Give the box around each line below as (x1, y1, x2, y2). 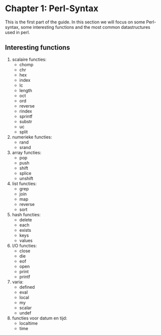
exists (19, 227, 32, 233)
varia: (12, 279, 24, 285)
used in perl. (5, 29, 30, 35)
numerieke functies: (12, 134, 52, 140)
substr (19, 118, 32, 124)
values (19, 237, 33, 243)
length (19, 87, 32, 93)
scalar (19, 305, 32, 311)
